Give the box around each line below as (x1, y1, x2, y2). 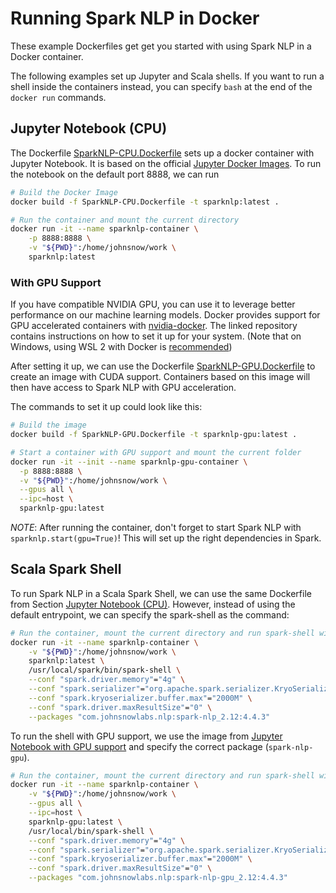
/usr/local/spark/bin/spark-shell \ (28, 665, 182, 676)
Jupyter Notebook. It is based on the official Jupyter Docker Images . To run (10, 157, 322, 169)
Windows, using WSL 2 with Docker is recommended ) (10, 341, 233, 353)
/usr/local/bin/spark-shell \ (28, 826, 155, 836)
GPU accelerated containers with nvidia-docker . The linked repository (10, 320, 298, 332)
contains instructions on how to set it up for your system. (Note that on (10, 330, 302, 342)
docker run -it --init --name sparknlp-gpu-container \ (10, 457, 248, 467)
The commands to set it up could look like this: (10, 401, 203, 413)
